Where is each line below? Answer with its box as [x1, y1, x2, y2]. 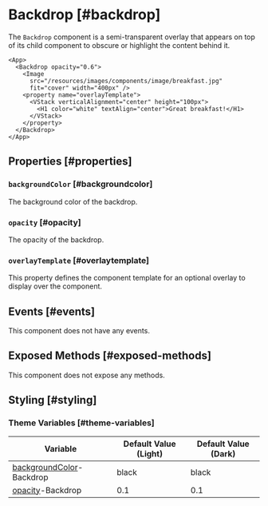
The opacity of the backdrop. [8, 234, 104, 245]
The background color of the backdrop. [8, 197, 138, 206]
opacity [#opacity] [8, 217, 81, 228]
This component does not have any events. [8, 326, 150, 336]
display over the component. [8, 281, 102, 291]
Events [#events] [8, 305, 96, 318]
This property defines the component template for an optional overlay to [8, 273, 246, 283]
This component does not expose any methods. [8, 370, 165, 380]
